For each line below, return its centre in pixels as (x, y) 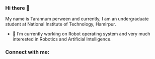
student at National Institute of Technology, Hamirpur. (61, 24)
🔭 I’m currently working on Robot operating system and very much (81, 34)
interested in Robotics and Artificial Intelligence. (62, 39)
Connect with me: (27, 52)
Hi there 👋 (18, 8)
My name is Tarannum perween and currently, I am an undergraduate (77, 19)
